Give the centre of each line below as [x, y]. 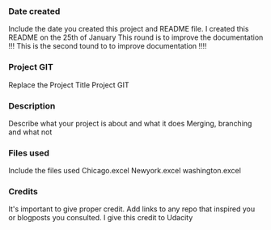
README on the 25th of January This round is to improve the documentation [136, 37]
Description [32, 105]
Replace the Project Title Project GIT [69, 85]
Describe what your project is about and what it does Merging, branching [130, 123]
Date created [34, 11]
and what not [30, 132]
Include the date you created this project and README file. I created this [129, 29]
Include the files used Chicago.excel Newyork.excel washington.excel [125, 171]
